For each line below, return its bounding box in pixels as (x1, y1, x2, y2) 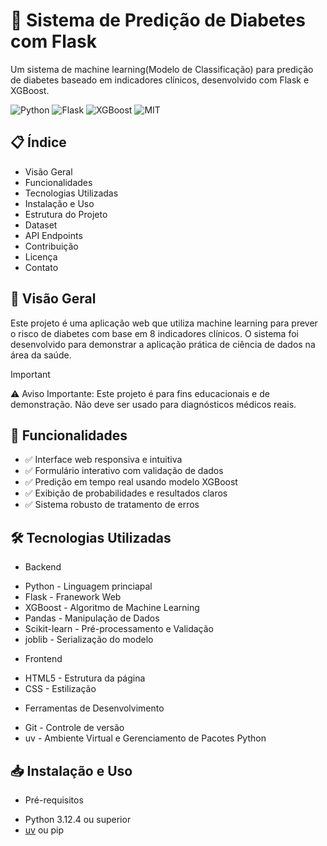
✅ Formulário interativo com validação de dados (24, 465, 224, 477)
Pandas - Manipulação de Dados (24, 612, 160, 624)
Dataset (24, 219, 58, 231)
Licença (24, 250, 58, 263)
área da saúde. (10, 349, 72, 361)
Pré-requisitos (24, 794, 84, 806)
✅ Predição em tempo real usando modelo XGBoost (24, 476, 238, 488)
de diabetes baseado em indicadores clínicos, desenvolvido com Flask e (10, 74, 310, 86)
